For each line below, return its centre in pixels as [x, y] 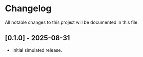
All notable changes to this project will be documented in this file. [72, 22]
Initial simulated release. [37, 50]
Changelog [28, 9]
